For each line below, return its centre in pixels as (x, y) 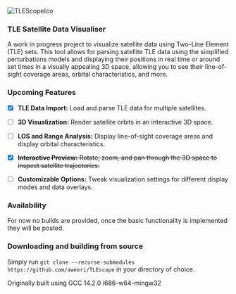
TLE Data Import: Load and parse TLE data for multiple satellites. (112, 108)
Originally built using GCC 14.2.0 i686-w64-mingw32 (85, 283)
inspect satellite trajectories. (58, 165)
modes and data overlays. (55, 187)
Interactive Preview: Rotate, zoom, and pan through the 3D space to (117, 158)
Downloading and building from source (75, 246)
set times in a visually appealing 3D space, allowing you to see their (105, 67)
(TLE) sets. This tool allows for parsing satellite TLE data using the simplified (118, 52)
